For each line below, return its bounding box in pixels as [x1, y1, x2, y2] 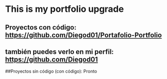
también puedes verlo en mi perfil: [5, 47, 114, 56]
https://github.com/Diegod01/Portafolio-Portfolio [5, 31, 162, 39]
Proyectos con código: [5, 23, 77, 32]
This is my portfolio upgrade [5, 3, 124, 15]
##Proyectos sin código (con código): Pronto [5, 68, 97, 75]
